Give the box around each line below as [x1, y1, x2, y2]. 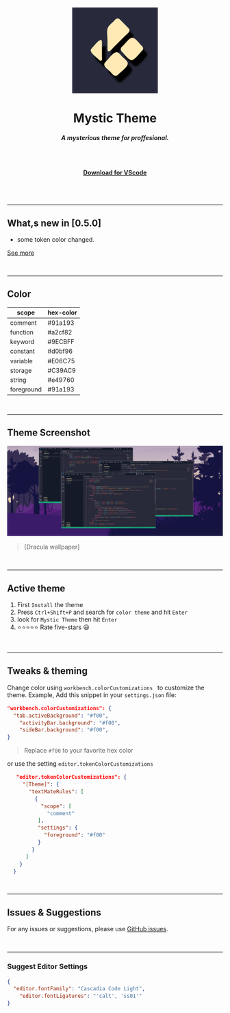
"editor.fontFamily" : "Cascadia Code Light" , [13, 986, 146, 992]
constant [10, 347, 36, 356]
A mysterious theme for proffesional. [61, 133, 169, 141]
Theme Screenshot [7, 427, 90, 439]
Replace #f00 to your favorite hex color [23, 747, 133, 755]
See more [7, 249, 35, 257]
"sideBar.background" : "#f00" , [19, 727, 109, 733]
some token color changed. [16, 235, 94, 243]
